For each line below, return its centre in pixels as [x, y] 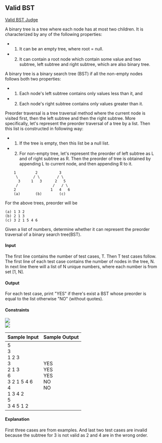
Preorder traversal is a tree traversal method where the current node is [75, 113]
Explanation [17, 419]
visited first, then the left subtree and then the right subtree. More [70, 118]
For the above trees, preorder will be [41, 203]
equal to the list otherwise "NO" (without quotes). [54, 299]
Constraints [17, 310]
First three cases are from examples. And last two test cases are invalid [76, 430]
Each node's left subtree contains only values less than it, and [81, 93]
